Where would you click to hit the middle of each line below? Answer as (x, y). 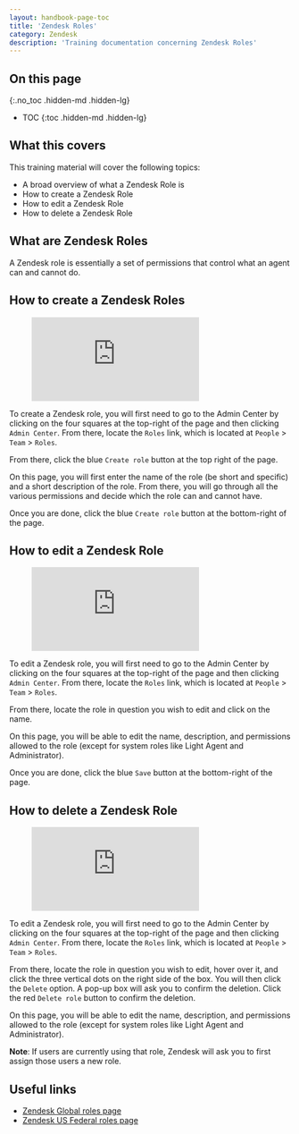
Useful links (43, 1089)
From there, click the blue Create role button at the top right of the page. (144, 459)
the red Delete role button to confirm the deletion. (103, 998)
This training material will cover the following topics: (105, 167)
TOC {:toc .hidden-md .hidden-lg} (84, 118)
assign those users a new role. (66, 1062)
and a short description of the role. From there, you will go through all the (144, 486)
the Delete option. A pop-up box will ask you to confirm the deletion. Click (145, 988)
